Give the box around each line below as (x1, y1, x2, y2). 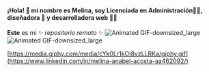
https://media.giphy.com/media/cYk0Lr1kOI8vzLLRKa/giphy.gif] (9, 49, 189, 58)
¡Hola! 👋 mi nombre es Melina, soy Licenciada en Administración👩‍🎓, (7, 6, 203, 14)
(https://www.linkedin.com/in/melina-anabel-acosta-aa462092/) (7, 57, 189, 65)
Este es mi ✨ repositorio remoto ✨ (7, 29, 104, 37)
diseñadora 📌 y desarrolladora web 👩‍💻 (7, 13, 117, 21)
